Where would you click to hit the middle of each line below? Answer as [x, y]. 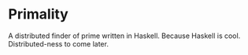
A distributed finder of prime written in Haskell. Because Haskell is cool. [124, 36]
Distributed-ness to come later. [58, 43]
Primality [38, 14]
